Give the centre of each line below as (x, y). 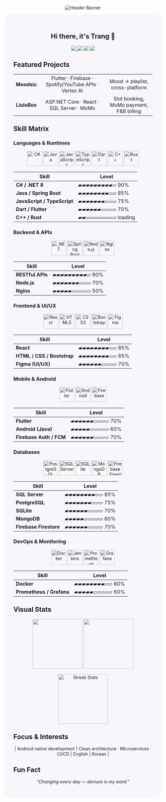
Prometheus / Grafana (43, 592)
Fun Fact (27, 770)
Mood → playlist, (129, 81)
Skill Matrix (31, 129)
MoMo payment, (129, 105)
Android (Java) (34, 429)
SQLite (24, 511)
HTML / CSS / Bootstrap (45, 356)
